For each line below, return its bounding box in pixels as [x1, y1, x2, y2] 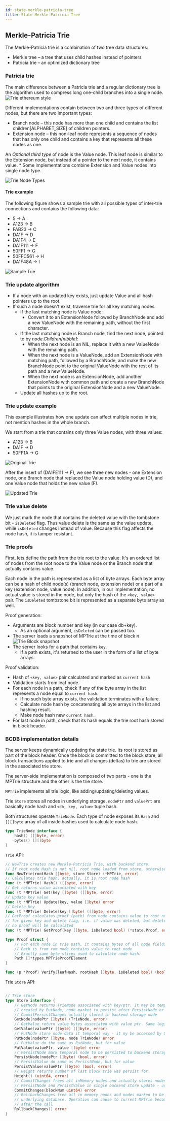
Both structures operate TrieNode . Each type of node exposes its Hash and [5, 813, 159, 819]
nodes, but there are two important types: [5, 110, 92, 116]
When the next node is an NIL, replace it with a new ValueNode [27, 341, 159, 347]
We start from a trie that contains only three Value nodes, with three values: [5, 429, 163, 435]
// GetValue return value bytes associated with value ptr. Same [14, 1021, 155, 1027]
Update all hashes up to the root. [20, 390, 89, 396]
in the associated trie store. [5, 763, 62, 770]
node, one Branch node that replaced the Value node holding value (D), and [5, 475, 163, 481]
